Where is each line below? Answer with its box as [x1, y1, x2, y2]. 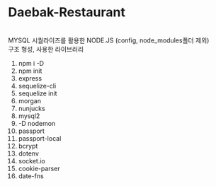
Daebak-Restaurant [8, 4, 126, 21]
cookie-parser [18, 164, 60, 173]
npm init [18, 66, 42, 75]
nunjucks [18, 104, 45, 112]
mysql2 [18, 111, 40, 120]
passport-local [18, 134, 62, 142]
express [18, 74, 42, 82]
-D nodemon [18, 119, 56, 127]
